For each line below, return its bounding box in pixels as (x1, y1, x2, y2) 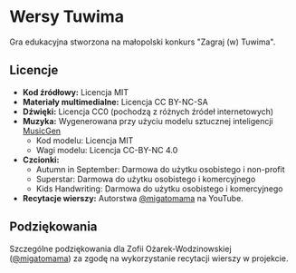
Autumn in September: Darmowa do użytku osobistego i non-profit (35, 163, 285, 174)
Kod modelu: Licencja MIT (35, 134, 134, 146)
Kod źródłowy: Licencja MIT (22, 86, 129, 97)
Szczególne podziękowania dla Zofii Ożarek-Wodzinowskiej (9, 243, 233, 254)
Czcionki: (22, 154, 60, 165)
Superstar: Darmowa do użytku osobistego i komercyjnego (35, 173, 256, 184)
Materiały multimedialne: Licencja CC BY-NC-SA (22, 96, 208, 107)
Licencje (9, 63, 59, 78)
